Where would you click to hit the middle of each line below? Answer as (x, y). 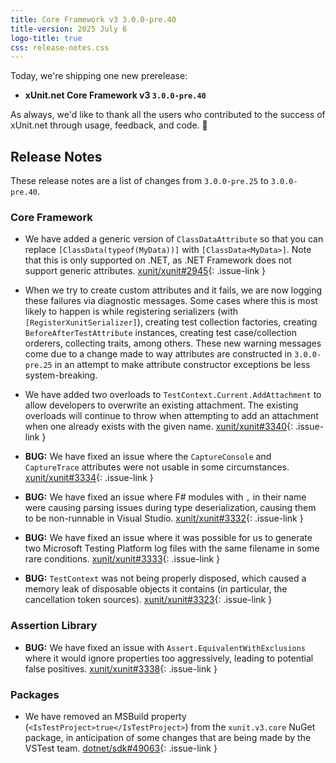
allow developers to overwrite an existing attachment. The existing (161, 405)
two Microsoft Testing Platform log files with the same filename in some (172, 548)
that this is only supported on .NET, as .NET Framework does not (158, 260)
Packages (35, 694)
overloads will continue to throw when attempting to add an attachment (171, 416)
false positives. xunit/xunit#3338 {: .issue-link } (121, 668)
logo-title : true (46, 38)
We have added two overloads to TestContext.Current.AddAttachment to (173, 395)
